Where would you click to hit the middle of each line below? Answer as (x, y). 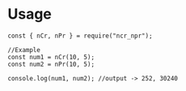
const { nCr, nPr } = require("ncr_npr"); (80, 36)
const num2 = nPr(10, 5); (51, 64)
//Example (24, 50)
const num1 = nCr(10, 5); (51, 57)
